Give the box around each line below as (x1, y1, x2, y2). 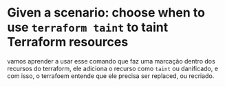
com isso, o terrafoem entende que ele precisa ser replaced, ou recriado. (7, 71, 215, 80)
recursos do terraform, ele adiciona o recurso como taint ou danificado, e (7, 64, 219, 72)
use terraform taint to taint (7, 19, 169, 35)
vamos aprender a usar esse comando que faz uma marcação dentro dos (7, 57, 215, 65)
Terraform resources (7, 35, 129, 50)
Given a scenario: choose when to (7, 5, 205, 21)
